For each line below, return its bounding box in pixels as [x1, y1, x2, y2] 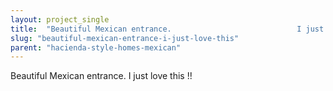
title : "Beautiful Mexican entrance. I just [10, 24, 325, 34]
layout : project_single [10, 14, 110, 25]
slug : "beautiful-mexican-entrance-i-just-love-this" [10, 33, 240, 43]
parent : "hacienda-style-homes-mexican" [10, 42, 182, 53]
